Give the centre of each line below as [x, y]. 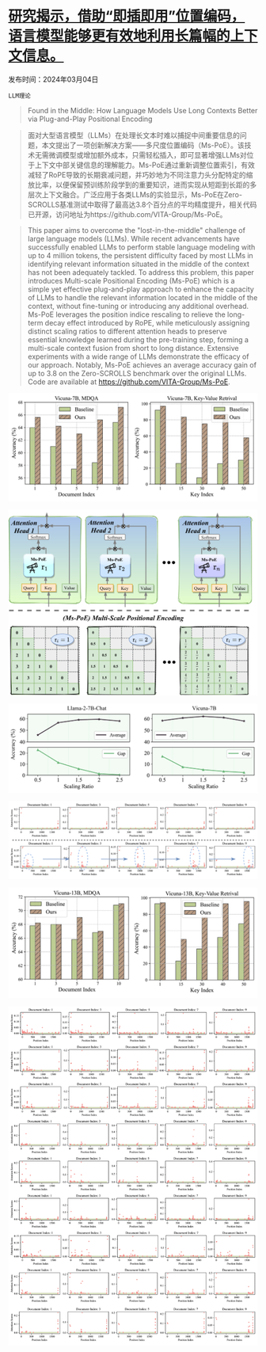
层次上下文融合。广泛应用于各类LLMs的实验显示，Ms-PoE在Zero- [135, 194]
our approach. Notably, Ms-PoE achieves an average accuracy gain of [142, 364]
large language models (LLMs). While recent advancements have [133, 238]
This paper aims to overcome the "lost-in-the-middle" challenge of [136, 230]
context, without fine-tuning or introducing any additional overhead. [138, 306]
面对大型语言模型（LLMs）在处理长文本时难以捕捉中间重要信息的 [133, 135]
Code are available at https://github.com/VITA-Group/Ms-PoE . [129, 382]
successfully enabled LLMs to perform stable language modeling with [141, 247]
